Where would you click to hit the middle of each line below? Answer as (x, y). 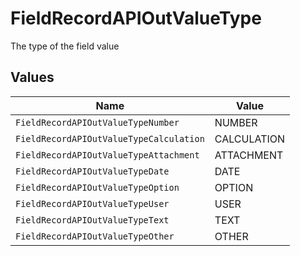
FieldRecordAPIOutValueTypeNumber (97, 122)
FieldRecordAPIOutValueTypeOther (95, 236)
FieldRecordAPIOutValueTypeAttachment (107, 155)
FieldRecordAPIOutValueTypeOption (97, 187)
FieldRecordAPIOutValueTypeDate (92, 171)
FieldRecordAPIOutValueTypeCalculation (110, 138)
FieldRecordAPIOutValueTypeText (92, 220)
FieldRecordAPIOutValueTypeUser (92, 203)
